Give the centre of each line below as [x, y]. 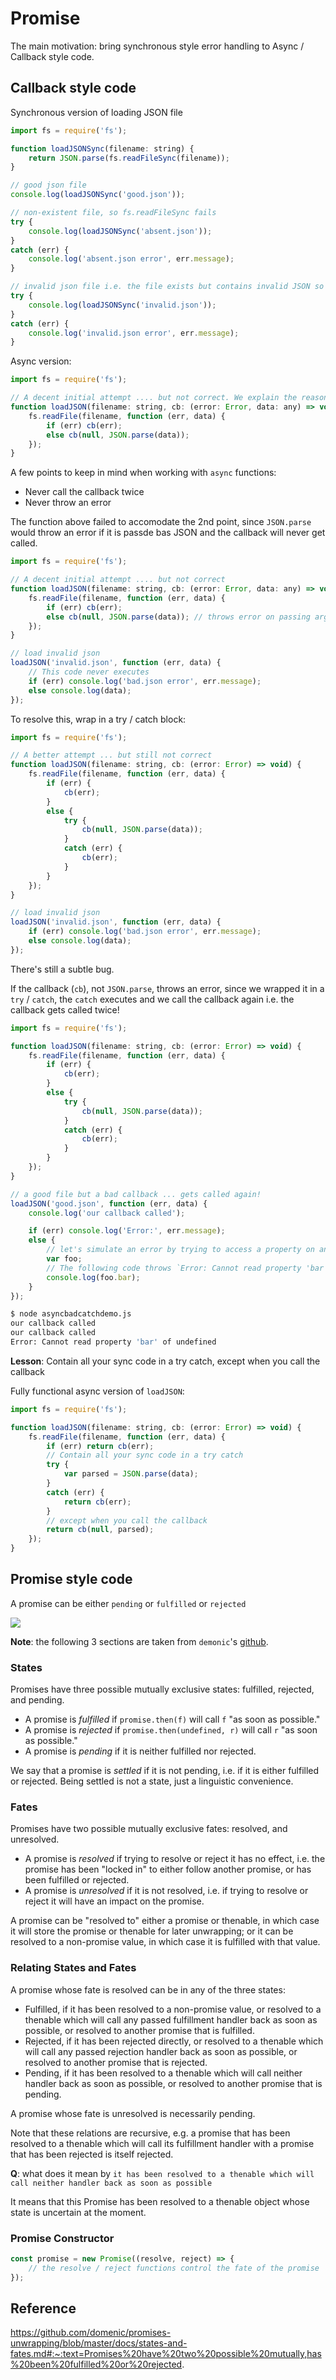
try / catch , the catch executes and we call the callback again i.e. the [152, 999]
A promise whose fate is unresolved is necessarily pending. [133, 2113]
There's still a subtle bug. [62, 969]
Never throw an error [68, 503]
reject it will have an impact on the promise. [114, 1901]
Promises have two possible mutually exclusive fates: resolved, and [149, 1829]
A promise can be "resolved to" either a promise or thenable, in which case [165, 1921]
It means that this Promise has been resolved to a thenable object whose [160, 2201]
